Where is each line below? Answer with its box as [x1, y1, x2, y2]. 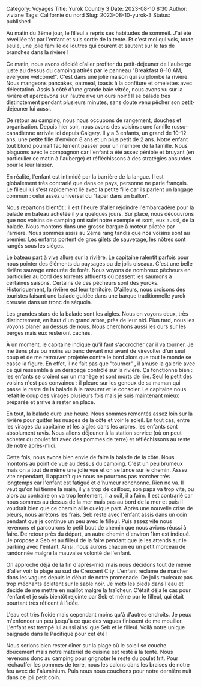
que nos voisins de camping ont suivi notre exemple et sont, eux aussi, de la [6, 216, 195, 224]
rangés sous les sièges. [6, 242, 65, 249]
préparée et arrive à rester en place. [6, 398, 95, 405]
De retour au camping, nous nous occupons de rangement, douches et [6, 117, 182, 124]
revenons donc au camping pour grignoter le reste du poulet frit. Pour [6, 655, 179, 662]
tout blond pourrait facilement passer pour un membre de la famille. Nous [6, 142, 188, 149]
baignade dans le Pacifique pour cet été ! [6, 631, 108, 637]
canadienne [6, 129, 35, 136]
